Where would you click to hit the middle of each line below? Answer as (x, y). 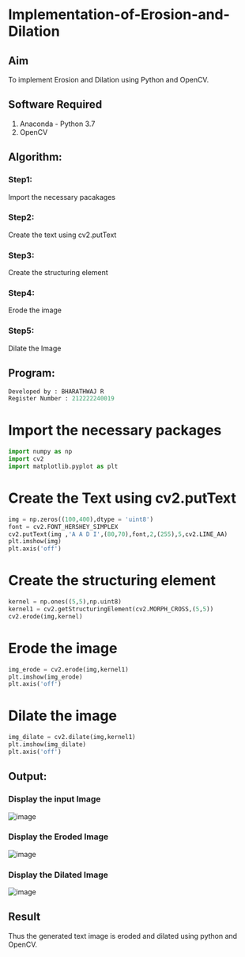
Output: (28, 777)
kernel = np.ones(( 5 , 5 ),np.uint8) (65, 602)
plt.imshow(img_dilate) (47, 745)
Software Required (55, 105)
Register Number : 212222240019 (61, 399)
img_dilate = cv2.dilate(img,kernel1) (72, 737)
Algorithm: (35, 157)
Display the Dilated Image (58, 875)
